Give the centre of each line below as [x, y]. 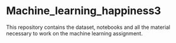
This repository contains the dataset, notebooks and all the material [88, 27]
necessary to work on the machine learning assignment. [74, 33]
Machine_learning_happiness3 [84, 11]
